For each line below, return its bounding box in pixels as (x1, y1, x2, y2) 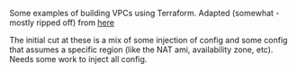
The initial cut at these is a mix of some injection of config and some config (9, 35, 288, 45)
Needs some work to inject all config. (9, 54, 148, 64)
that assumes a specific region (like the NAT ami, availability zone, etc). (9, 44, 274, 55)
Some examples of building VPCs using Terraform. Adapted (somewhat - (9, 8, 280, 18)
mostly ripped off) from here (9, 17, 115, 28)
